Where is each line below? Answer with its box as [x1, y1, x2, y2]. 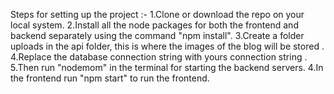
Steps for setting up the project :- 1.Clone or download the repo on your [10, 9, 305, 20]
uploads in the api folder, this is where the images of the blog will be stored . [10, 40, 325, 52]
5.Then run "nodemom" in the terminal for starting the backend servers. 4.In [10, 62, 324, 73]
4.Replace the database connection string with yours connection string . [10, 51, 308, 63]
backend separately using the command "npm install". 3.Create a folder [10, 30, 305, 41]
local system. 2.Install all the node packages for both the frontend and [10, 19, 299, 31]
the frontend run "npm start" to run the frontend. [10, 72, 210, 84]
